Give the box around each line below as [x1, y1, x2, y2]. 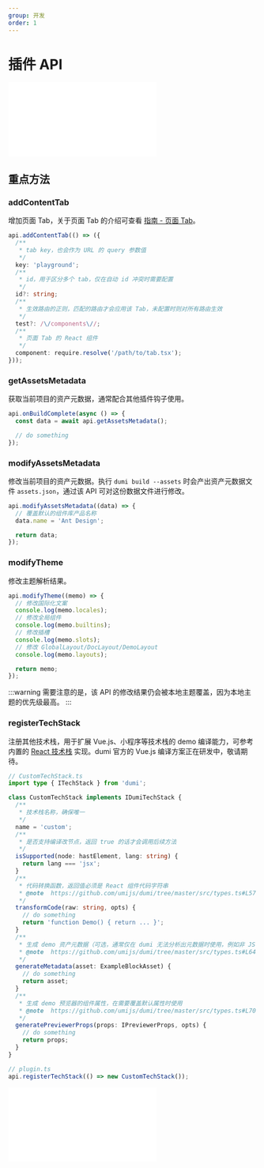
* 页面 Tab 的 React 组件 [18, 334, 99, 342]
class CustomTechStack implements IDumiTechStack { [8, 793, 182, 802]
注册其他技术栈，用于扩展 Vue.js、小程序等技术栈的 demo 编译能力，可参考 [8, 737, 255, 746]
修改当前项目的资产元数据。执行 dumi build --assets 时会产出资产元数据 [8, 476, 246, 486]
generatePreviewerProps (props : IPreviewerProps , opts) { [15, 1021, 207, 1030]
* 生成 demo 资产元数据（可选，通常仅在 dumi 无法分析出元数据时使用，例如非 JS [18, 940, 255, 948]
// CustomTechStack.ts [8, 772, 83, 780]
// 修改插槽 [15, 629, 50, 637]
